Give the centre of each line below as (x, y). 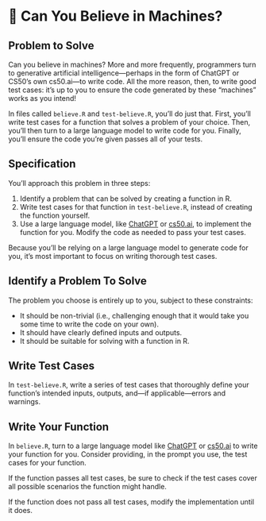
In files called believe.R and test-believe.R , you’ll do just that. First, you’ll (130, 114)
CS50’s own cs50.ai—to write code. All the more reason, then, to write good (132, 81)
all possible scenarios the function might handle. (87, 487)
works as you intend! (42, 98)
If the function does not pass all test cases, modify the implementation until (131, 502)
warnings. (25, 402)
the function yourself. (54, 215)
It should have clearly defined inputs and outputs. (101, 332)
